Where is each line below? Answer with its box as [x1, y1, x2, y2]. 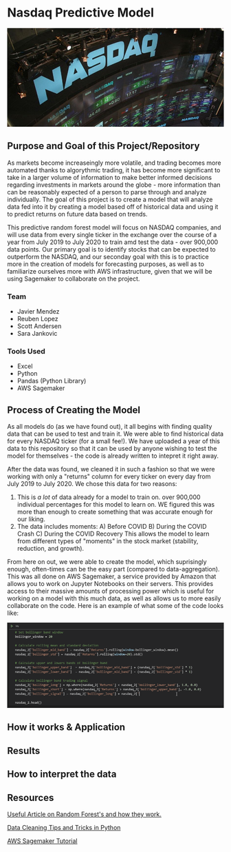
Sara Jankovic [16, 329, 58, 338]
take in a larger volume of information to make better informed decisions [7, 173, 212, 181]
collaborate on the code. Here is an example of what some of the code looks [7, 602, 224, 610]
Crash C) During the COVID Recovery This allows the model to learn [16, 529, 210, 538]
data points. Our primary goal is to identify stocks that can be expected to [7, 245, 216, 253]
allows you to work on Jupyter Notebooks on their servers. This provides [7, 580, 214, 588]
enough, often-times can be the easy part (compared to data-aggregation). [7, 565, 220, 574]
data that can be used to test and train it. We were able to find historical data [7, 429, 224, 438]
